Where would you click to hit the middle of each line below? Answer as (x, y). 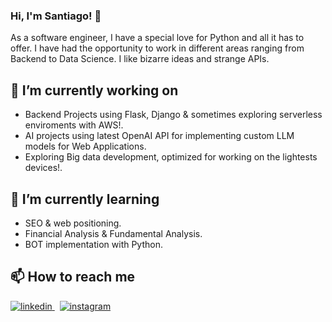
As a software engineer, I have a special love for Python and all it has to (157, 38)
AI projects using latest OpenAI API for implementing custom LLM (159, 136)
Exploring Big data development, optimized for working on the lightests (171, 157)
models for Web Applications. (85, 146)
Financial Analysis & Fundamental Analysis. (113, 233)
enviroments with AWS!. (74, 125)
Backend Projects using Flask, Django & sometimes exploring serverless (173, 115)
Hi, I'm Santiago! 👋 (56, 16)
